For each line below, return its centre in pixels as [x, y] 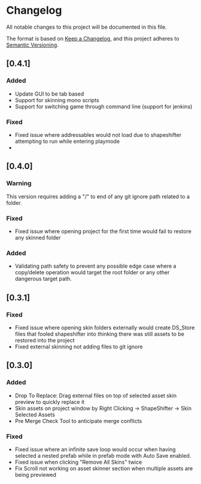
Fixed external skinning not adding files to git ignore [79, 347]
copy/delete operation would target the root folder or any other [92, 272]
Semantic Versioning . [32, 45]
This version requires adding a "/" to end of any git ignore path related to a [98, 196]
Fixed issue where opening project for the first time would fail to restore [103, 231]
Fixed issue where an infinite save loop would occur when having [95, 449]
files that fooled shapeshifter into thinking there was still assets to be [99, 334]
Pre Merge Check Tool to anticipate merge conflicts [78, 421]
